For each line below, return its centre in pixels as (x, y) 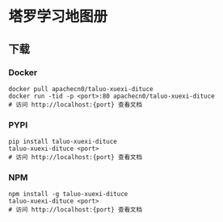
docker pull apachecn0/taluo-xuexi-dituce (81, 89)
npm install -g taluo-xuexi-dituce (68, 195)
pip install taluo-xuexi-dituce (63, 142)
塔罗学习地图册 (58, 17)
